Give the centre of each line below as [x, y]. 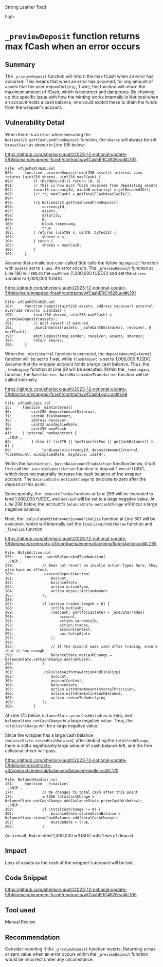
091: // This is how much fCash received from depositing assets [81, 185]
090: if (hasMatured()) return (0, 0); [54, 181]
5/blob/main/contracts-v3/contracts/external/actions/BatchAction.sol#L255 [81, 544]
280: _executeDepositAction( [48, 574]
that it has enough [25, 651]
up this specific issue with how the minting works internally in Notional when [82, 97]
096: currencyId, [36, 207]
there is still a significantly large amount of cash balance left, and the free [79, 745]
